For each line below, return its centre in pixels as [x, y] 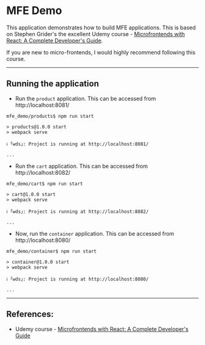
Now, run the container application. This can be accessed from [95, 233]
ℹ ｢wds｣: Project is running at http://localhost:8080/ [77, 279]
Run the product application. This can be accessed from [85, 98]
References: [30, 314]
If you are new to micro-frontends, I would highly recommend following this [101, 52]
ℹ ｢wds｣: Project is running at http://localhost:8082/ [77, 211]
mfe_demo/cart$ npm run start [45, 184]
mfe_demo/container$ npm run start [52, 251]
